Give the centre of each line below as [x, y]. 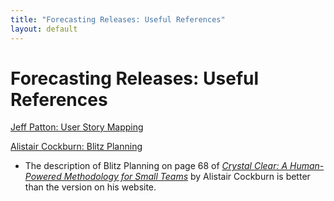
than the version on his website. [90, 187]
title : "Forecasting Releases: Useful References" [118, 19]
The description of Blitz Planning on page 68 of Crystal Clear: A [156, 166]
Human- [307, 166]
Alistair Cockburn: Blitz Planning [76, 147]
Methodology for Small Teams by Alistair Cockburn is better [187, 177]
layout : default [44, 29]
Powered [43, 177]
